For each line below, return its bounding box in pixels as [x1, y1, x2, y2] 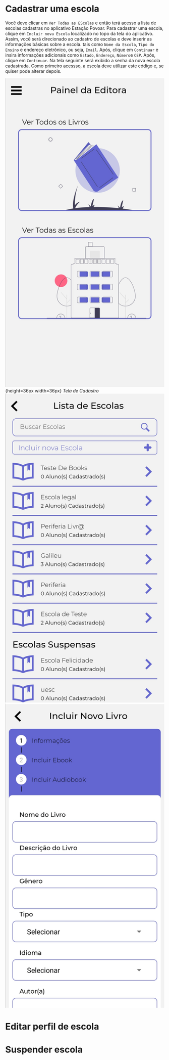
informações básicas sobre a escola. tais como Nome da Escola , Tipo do [5, 41, 155, 47]
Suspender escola [5, 1044, 83, 1055]
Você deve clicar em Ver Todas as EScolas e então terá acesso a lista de [5, 20, 156, 26]
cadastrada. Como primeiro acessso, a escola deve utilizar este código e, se [5, 63, 164, 69]
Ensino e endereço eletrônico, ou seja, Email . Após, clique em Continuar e [5, 47, 159, 53]
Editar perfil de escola [5, 1021, 99, 1032]
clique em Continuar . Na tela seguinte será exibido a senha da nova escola [5, 57, 160, 63]
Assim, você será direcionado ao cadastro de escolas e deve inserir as [5, 36, 152, 42]
